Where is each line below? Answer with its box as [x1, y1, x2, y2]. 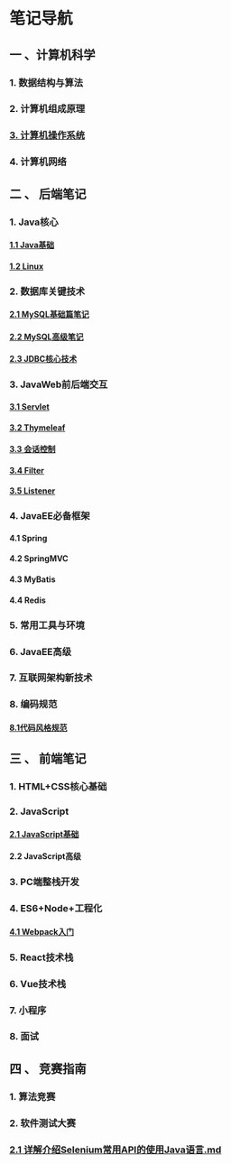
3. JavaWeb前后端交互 [9, 378, 108, 391]
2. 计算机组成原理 [9, 103, 86, 115]
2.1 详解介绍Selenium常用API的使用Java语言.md [9, 1143, 222, 1156]
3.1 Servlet [9, 401, 50, 411]
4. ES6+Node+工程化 [9, 902, 103, 915]
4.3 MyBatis [9, 574, 56, 585]
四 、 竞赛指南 [9, 1061, 87, 1076]
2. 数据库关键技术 [9, 285, 86, 298]
